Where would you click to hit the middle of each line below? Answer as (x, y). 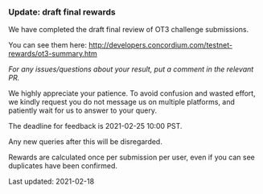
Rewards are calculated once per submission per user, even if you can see (131, 157)
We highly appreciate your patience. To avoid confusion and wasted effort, (132, 93)
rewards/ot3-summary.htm (53, 54)
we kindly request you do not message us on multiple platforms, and (122, 102)
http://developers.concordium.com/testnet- (160, 45)
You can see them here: (47, 45)
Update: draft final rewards (62, 12)
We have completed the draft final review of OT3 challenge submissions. (129, 30)
